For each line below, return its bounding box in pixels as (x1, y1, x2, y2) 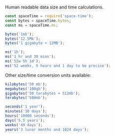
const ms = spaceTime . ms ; (5, 23, 58, 27)
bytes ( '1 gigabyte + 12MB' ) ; (5, 41, 65, 46)
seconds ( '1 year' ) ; (5, 104, 45, 110)
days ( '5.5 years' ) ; (5, 118, 45, 123)
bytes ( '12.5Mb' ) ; (5, 36, 41, 41)
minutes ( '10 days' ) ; (5, 109, 48, 114)
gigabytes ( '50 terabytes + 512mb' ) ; (5, 91, 80, 96)
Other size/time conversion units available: (5, 72, 91, 78)
